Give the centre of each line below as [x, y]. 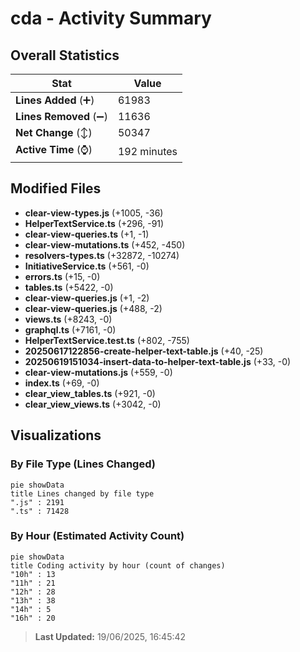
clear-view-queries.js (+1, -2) [87, 298]
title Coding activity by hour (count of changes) [118, 565]
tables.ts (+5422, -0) [69, 287]
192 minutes [147, 151]
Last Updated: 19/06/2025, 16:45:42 [110, 636]
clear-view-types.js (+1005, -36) [94, 213]
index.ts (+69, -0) [62, 383]
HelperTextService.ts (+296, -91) [94, 223]
